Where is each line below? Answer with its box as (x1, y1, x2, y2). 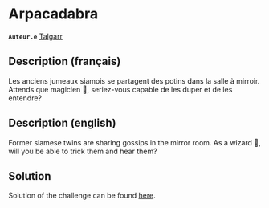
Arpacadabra (8, 5, 99, 23)
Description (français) (8, 55, 121, 68)
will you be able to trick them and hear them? (8, 146, 158, 156)
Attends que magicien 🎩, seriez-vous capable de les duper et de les (8, 84, 233, 94)
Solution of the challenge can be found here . (8, 190, 156, 201)
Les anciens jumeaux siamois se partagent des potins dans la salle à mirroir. (8, 75, 260, 85)
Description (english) (8, 116, 116, 130)
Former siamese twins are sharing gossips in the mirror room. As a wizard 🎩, (8, 137, 261, 147)
